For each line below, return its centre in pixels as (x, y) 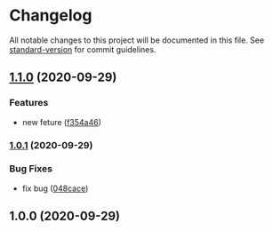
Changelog (51, 16)
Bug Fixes (31, 169)
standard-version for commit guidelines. (83, 49)
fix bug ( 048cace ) (55, 188)
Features (29, 103)
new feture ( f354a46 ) (62, 122)
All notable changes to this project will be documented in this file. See (137, 40)
